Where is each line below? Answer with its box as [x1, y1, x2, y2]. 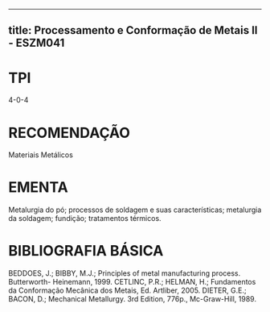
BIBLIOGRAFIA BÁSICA [8, 242, 164, 260]
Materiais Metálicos [8, 150, 74, 160]
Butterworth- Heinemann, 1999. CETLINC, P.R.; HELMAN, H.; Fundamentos [8, 277, 256, 287]
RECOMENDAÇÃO [8, 123, 131, 142]
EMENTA [8, 178, 68, 197]
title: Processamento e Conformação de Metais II [8, 23, 258, 37]
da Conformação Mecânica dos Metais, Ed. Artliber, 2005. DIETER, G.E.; [8, 285, 247, 295]
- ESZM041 [8, 36, 65, 50]
